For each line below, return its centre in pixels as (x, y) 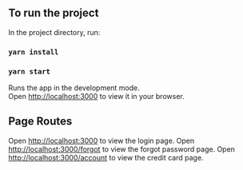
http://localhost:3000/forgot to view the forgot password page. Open (122, 149)
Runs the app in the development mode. (74, 88)
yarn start (29, 71)
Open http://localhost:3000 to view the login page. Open (101, 140)
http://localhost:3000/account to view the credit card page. (106, 157)
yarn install (34, 52)
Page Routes (40, 122)
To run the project (54, 13)
